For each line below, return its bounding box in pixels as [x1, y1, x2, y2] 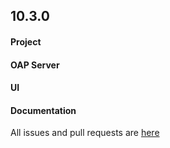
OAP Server [10, 59, 60, 71]
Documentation [10, 104, 77, 116]
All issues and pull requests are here [10, 127, 160, 139]
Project [10, 35, 42, 48]
